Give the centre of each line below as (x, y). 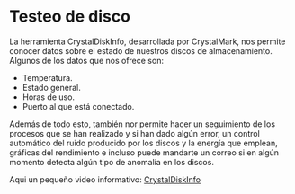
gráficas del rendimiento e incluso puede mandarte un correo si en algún (144, 152)
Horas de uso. (48, 97)
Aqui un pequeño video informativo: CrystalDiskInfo (105, 179)
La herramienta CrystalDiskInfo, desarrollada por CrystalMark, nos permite (147, 41)
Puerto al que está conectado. (78, 106)
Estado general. (51, 87)
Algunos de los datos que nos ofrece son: (87, 60)
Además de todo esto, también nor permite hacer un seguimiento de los (143, 124)
